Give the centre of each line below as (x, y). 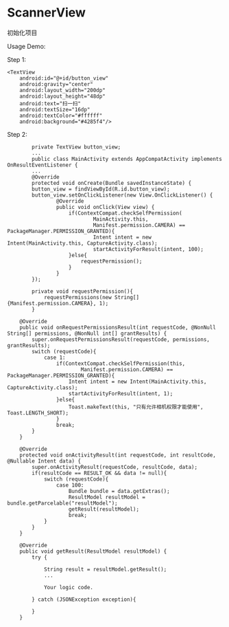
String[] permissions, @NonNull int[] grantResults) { (87, 333)
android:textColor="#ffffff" (61, 115)
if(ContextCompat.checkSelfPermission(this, (121, 363)
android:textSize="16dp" (55, 109)
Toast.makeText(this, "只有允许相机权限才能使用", (136, 407)
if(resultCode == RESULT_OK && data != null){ (99, 473)
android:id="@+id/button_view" (64, 78)
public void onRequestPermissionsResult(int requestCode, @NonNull (118, 327)
